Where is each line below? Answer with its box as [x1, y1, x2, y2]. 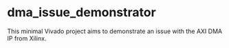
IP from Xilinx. [7, 34, 47, 42]
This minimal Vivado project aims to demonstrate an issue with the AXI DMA [7, 27, 222, 35]
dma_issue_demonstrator [7, 5, 156, 20]
